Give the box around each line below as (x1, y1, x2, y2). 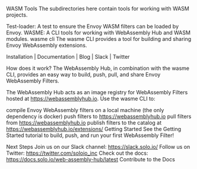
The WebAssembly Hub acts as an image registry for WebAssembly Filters (6, 89, 188, 95)
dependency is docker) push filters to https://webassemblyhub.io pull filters (6, 113, 192, 120)
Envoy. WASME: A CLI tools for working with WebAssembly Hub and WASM (6, 29, 191, 36)
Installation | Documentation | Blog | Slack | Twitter (6, 53, 130, 60)
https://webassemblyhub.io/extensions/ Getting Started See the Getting (6, 126, 182, 132)
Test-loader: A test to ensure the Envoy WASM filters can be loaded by (6, 23, 179, 30)
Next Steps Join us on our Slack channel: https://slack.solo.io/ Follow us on (6, 144, 190, 150)
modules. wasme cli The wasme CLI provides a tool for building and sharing (6, 36, 192, 42)
